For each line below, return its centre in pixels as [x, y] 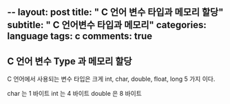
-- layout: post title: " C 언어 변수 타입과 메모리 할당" [115, 12]
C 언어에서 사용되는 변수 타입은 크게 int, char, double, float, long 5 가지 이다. [111, 79]
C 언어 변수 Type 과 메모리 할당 [70, 61]
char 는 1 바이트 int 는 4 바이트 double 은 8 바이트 [75, 94]
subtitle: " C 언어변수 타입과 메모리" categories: [107, 25]
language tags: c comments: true [80, 36]
